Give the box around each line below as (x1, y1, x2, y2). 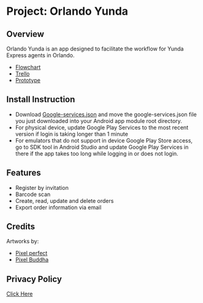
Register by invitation (15, 184, 69, 191)
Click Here (6, 290, 33, 297)
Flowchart (15, 63, 41, 71)
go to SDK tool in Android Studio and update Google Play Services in (15, 143, 189, 151)
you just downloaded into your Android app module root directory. (15, 117, 182, 124)
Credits (6, 221, 36, 232)
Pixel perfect (15, 250, 48, 257)
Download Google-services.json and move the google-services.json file (15, 111, 197, 118)
